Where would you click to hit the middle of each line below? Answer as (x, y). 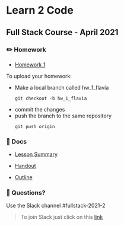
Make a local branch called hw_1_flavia (62, 87)
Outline (23, 177)
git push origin (35, 126)
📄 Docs (17, 141)
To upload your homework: (39, 76)
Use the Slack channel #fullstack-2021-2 (56, 206)
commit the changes (40, 109)
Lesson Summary (36, 154)
